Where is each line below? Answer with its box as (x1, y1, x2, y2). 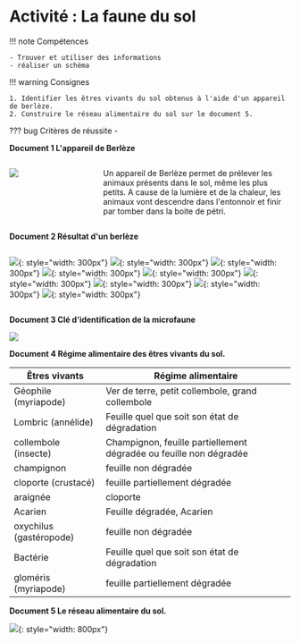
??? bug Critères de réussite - (9, 125, 119, 136)
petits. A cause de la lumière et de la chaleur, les (103, 186, 281, 198)
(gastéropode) (13, 530, 75, 543)
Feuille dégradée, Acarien (105, 505, 213, 518)
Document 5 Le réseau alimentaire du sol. (9, 605, 167, 616)
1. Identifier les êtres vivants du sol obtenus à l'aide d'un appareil (9, 94, 286, 103)
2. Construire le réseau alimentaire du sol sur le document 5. (9, 109, 254, 118)
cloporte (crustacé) (13, 476, 96, 488)
